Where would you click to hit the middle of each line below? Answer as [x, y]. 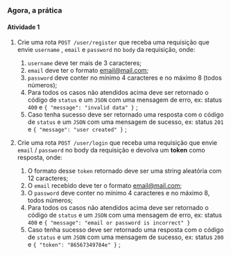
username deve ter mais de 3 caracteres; [85, 63]
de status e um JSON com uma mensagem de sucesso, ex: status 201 [126, 122]
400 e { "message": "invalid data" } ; [83, 107]
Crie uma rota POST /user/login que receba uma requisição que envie [117, 143]
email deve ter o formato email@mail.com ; [88, 71]
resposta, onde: [40, 157]
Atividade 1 [24, 27]
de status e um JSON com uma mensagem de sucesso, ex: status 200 [126, 237]
